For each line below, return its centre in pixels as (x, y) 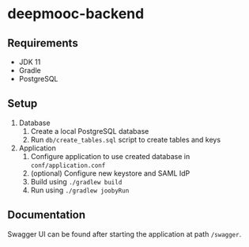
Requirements (43, 43)
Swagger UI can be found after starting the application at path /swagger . (124, 234)
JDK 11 (30, 62)
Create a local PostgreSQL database (90, 131)
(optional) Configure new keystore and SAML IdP (110, 173)
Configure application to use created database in (110, 156)
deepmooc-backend (76, 14)
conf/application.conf (68, 165)
